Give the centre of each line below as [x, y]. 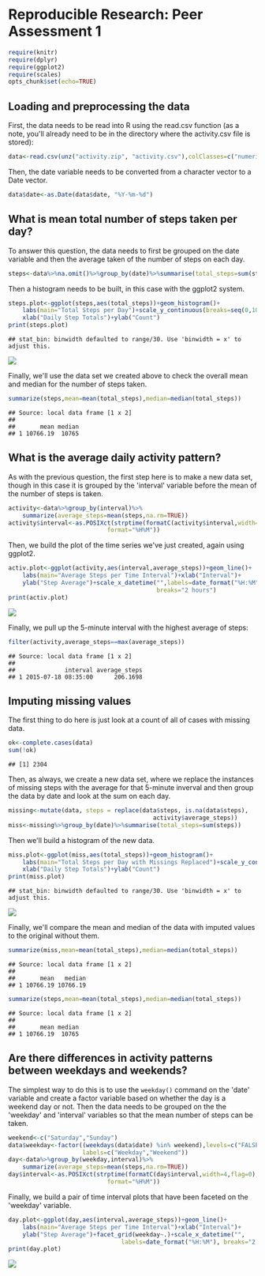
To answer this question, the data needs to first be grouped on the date [124, 250]
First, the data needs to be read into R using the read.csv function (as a [124, 126]
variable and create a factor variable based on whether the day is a [117, 1098]
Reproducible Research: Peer [106, 15]
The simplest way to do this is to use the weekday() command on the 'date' [129, 1090]
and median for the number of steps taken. [78, 384]
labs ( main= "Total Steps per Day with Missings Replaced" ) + [121, 862]
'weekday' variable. [40, 1205]
